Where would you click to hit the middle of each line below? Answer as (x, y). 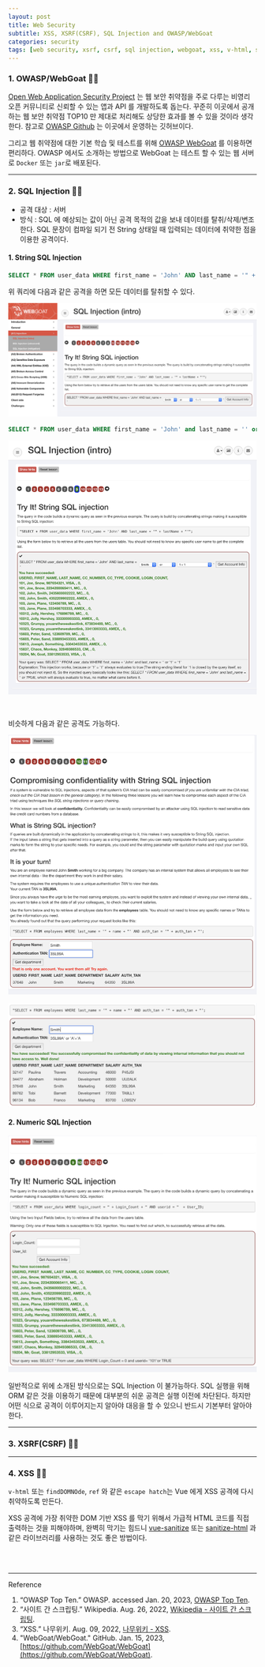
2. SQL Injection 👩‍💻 (45, 191)
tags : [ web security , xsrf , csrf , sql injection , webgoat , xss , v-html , (130, 50)
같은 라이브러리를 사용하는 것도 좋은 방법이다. (78, 1538)
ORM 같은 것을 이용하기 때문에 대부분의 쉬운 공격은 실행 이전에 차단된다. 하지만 (129, 1395)
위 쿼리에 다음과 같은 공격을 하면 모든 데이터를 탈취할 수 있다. (102, 291)
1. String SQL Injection (45, 257)
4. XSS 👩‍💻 (28, 1474)
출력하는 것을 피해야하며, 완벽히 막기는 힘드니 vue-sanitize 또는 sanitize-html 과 (132, 1528)
